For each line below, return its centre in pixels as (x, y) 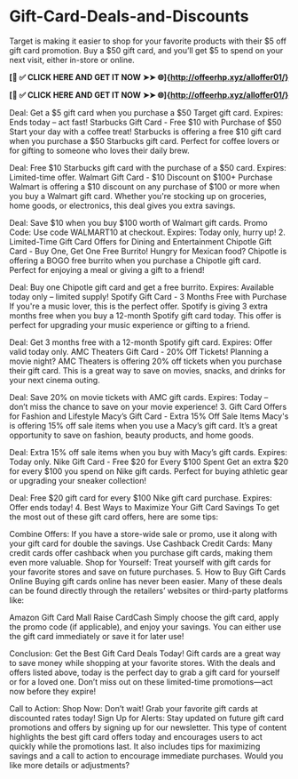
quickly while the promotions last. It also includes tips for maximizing (135, 746)
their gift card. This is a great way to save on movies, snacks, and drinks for (147, 370)
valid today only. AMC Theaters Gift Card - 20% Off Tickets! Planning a (139, 351)
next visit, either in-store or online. (72, 60)
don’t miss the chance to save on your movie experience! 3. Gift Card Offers (148, 406)
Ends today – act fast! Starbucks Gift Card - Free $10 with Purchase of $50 (145, 122)
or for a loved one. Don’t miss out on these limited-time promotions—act (141, 681)
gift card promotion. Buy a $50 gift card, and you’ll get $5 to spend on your (146, 50)
